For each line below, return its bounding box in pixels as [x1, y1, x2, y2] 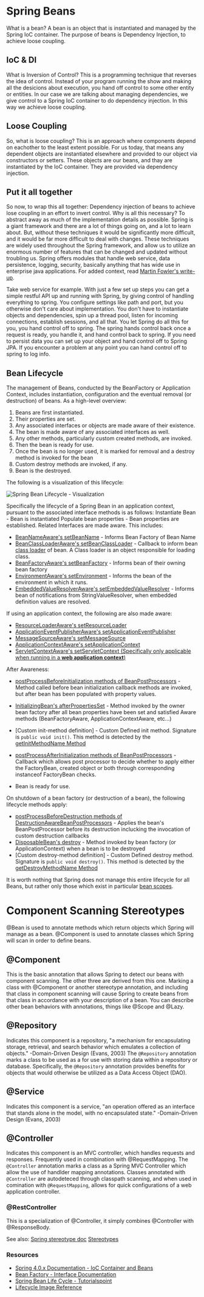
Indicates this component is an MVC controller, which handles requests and [6, 1149, 195, 1157]
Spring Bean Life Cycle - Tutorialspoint [15, 1277, 112, 1284]
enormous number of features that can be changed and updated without [6, 248, 188, 256]
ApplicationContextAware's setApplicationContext [15, 641, 141, 648]
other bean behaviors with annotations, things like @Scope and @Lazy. [6, 1003, 185, 1010]
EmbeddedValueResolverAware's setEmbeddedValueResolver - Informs [15, 585, 194, 593]
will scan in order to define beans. [6, 937, 92, 944]
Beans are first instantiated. [15, 409, 84, 416]
